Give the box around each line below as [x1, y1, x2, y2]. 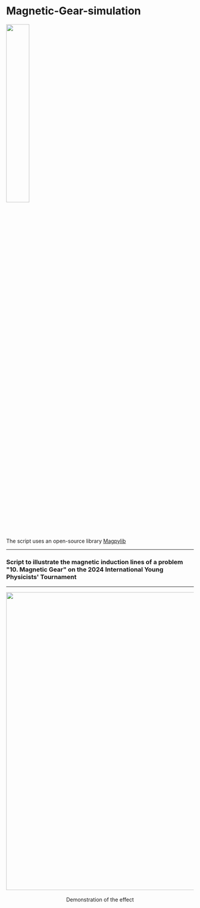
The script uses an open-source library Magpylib [6, 537, 126, 545]
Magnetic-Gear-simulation [6, 4, 141, 18]
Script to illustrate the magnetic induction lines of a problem [6, 558, 183, 566]
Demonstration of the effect [66, 896, 134, 903]
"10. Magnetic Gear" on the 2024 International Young [6, 565, 164, 573]
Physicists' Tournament [6, 573, 77, 581]
